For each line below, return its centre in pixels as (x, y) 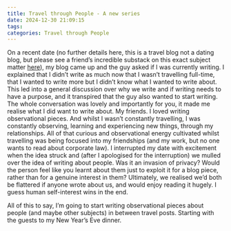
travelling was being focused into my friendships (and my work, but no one (113, 141)
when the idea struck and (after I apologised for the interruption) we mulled (114, 156)
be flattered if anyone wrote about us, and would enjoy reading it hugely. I (112, 185)
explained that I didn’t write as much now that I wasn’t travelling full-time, (111, 75)
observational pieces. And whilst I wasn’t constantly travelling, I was (104, 119)
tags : (15, 26)
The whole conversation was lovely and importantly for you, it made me (109, 104)
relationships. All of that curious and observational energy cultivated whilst (113, 133)
